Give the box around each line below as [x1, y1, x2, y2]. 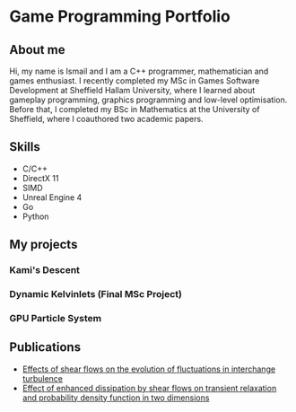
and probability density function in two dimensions [22, 392, 210, 403]
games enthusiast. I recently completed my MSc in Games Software [9, 75, 260, 86]
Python [22, 211, 49, 222]
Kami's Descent [9, 264, 81, 276]
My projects [9, 237, 78, 252]
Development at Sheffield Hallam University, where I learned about [9, 85, 256, 95]
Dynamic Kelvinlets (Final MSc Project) [9, 288, 182, 301]
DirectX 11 [22, 172, 59, 183]
